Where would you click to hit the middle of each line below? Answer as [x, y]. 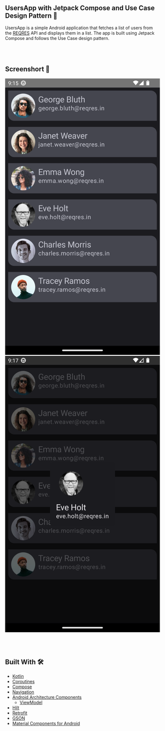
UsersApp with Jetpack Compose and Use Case [80, 8]
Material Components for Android [46, 724]
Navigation [23, 692]
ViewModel [31, 702]
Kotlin [18, 676]
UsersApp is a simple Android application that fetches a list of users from [79, 28]
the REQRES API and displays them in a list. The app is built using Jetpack [80, 33]
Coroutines [23, 682]
